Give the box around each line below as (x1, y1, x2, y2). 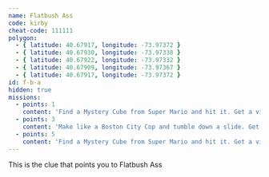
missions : (8, 93, 42, 101)
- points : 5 (15, 130, 56, 138)
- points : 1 (15, 100, 56, 108)
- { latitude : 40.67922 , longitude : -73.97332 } (15, 57, 181, 65)
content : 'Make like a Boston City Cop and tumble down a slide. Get (22, 123, 260, 131)
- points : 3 (15, 116, 56, 124)
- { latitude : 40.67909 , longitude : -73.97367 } (15, 64, 181, 72)
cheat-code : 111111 (8, 26, 74, 34)
